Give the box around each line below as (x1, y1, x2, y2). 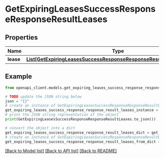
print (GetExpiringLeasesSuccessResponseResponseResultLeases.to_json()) (5, 117, 156, 122)
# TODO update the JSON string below (5, 94, 82, 99)
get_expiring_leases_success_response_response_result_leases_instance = (5, 108, 159, 113)
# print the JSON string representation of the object (5, 112, 119, 118)
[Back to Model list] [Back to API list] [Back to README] (5, 148, 117, 154)
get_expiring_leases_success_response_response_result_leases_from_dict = (5, 139, 161, 144)
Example (5, 72, 32, 81)
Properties (5, 33, 38, 41)
